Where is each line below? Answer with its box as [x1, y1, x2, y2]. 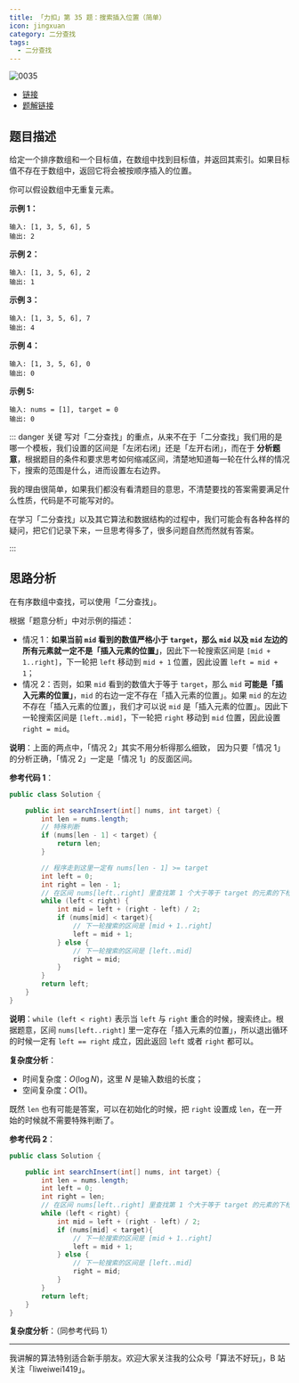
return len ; [56, 839, 101, 848]
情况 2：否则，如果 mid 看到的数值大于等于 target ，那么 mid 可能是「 [21, 678, 276, 689]
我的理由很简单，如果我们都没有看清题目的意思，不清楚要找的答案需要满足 [9, 483, 282, 495]
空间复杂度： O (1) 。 [21, 1084, 93, 1095]
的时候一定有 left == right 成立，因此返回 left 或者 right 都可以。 [9, 1035, 259, 1046]
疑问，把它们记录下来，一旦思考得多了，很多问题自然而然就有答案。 [9, 525, 259, 536]
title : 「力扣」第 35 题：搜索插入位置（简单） [9, 12, 166, 22]
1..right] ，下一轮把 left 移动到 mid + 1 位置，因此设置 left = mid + [21, 656, 279, 667]
